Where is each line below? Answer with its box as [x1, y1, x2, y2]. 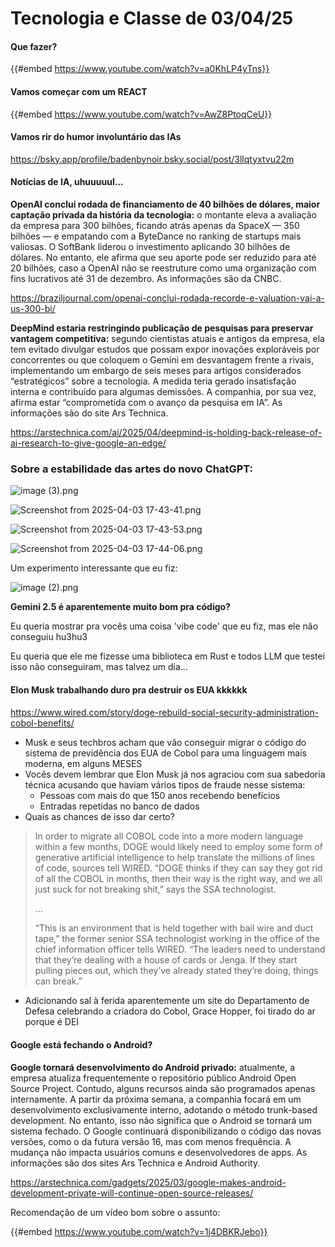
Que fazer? [10, 40, 58, 52]
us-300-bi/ [10, 303, 56, 314]
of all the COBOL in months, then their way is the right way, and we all [34, 873, 323, 885]
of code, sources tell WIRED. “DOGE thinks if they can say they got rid [34, 862, 323, 874]
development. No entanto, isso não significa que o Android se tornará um [10, 1114, 312, 1126]
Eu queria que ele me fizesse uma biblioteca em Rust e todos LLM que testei [10, 650, 326, 662]
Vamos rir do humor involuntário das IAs [10, 131, 182, 143]
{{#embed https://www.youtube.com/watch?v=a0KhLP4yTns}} [10, 63, 270, 75]
